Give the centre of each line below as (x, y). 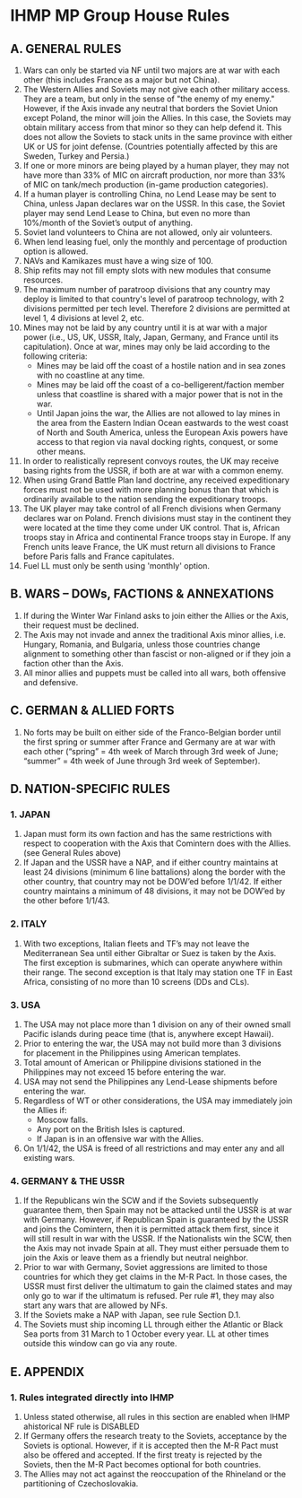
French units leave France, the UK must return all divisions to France (149, 547)
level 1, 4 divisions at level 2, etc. (83, 318)
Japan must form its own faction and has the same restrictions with (147, 834)
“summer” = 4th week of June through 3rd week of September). (142, 761)
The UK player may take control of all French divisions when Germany (152, 509)
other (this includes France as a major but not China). (121, 80)
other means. (61, 451)
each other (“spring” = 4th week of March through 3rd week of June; (151, 751)
